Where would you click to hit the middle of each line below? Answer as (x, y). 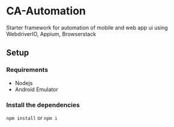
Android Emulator (36, 89)
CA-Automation (46, 11)
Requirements (27, 70)
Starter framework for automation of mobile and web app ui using (87, 28)
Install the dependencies (43, 105)
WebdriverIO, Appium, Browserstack (51, 34)
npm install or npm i (32, 117)
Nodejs (24, 83)
